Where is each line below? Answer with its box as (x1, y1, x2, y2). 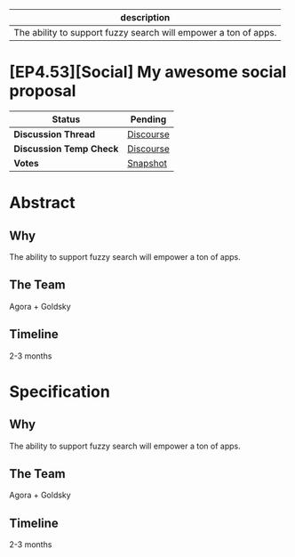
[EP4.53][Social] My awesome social (9, 62, 287, 83)
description (120, 12, 171, 23)
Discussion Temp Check (13, 142, 119, 155)
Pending (130, 113, 167, 125)
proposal (9, 81, 76, 101)
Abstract (9, 193, 76, 213)
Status (52, 113, 81, 125)
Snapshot (127, 157, 167, 169)
